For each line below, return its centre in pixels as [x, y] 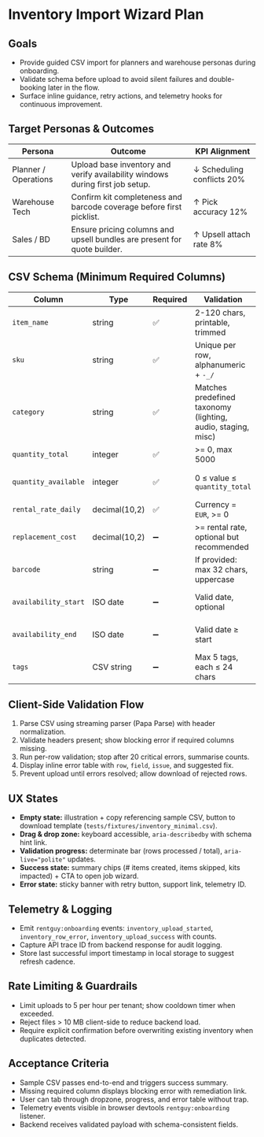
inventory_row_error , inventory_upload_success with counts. [118, 937]
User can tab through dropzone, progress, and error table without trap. [134, 1099]
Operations [33, 179]
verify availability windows [120, 174]
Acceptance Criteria [59, 1063]
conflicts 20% [219, 179]
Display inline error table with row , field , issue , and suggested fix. [126, 765]
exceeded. [37, 1013]
